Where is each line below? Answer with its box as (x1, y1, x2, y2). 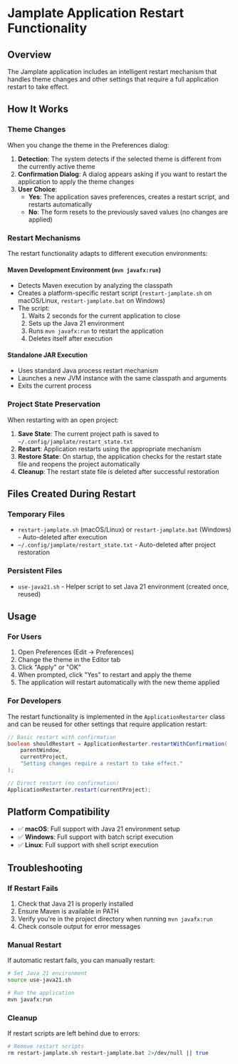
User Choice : (17, 185, 58, 193)
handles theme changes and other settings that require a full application (7, 75, 219, 83)
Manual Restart (7, 940, 62, 950)
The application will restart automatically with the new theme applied (17, 678, 220, 687)
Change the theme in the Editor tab (17, 656, 121, 664)
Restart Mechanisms (7, 233, 81, 243)
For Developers (7, 696, 62, 706)
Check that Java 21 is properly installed (17, 899, 134, 908)
